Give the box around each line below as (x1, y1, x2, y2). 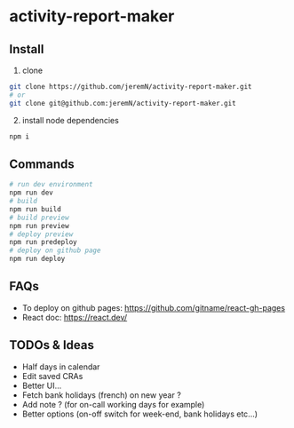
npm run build (9, 204, 62, 214)
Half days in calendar (21, 361, 100, 372)
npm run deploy (9, 255, 66, 264)
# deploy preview (9, 229, 74, 239)
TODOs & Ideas (9, 337, 95, 353)
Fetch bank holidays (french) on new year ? (21, 389, 182, 400)
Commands (9, 156, 75, 171)
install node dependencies (21, 115, 120, 125)
